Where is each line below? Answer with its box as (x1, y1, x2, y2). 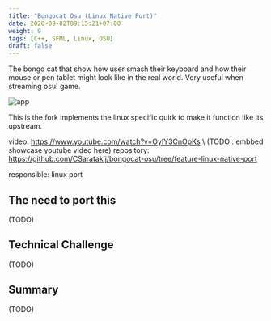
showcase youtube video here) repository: (8, 146, 150, 155)
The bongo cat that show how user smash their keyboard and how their (8, 64, 247, 74)
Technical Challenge (8, 238, 115, 251)
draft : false (8, 42, 53, 50)
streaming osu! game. (8, 82, 81, 91)
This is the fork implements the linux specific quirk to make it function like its (8, 112, 264, 122)
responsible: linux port (8, 170, 83, 180)
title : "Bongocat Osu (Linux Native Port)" (8, 11, 158, 20)
